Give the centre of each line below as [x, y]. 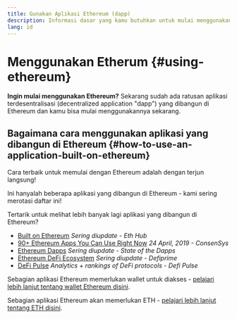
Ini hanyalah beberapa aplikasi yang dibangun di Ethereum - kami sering [112, 194]
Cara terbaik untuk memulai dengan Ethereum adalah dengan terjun [106, 173]
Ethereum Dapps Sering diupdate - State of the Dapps [96, 251]
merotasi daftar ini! [35, 201]
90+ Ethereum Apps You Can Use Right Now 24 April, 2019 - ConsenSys [123, 243]
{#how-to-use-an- [150, 144]
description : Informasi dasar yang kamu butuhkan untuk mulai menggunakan [120, 20]
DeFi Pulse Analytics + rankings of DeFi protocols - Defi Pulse [108, 265]
